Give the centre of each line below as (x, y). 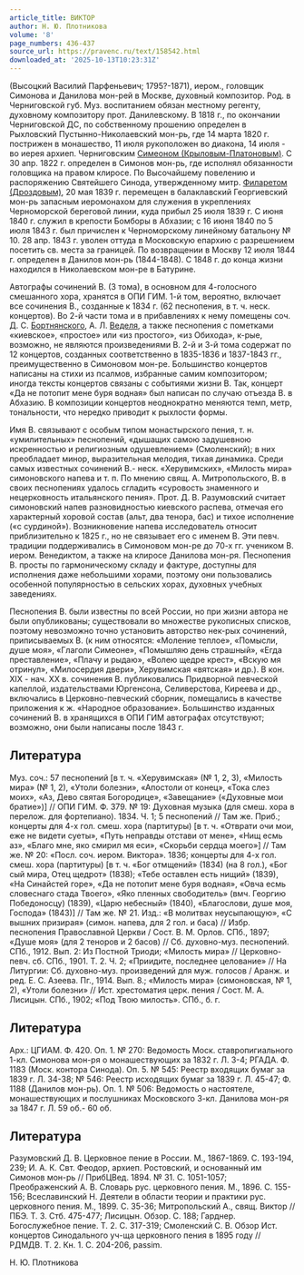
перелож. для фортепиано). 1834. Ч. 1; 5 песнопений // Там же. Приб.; (145, 816)
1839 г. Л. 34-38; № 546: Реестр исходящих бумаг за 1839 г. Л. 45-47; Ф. (151, 1079)
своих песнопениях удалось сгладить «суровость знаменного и (134, 488)
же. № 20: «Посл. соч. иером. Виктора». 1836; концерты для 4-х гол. (143, 855)
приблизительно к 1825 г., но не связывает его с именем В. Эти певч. (144, 536)
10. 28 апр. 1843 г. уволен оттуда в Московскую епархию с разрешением (152, 240)
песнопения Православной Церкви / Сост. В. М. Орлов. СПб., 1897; (140, 932)
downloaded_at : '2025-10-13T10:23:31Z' (85, 60)
